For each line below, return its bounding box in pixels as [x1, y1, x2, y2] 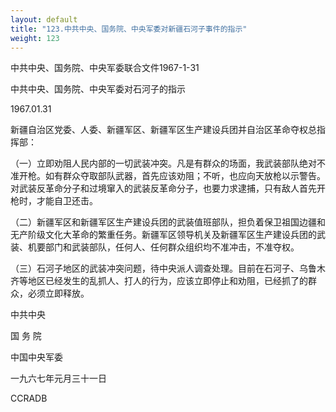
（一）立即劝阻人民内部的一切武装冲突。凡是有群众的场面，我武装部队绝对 [10, 157, 317, 170]
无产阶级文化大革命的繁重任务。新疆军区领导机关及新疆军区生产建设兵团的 [10, 229, 317, 241]
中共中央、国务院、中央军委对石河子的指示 [10, 83, 186, 95]
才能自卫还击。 [36, 195, 98, 207]
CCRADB [10, 392, 48, 405]
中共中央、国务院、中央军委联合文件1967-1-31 [10, 62, 200, 74]
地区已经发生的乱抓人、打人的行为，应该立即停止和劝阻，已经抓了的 [27, 275, 308, 287]
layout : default [10, 14, 78, 25]
